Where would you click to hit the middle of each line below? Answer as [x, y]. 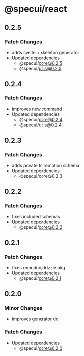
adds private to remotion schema [45, 166]
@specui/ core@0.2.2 [41, 227]
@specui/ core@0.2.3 [41, 176]
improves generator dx [35, 319]
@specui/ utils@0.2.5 [40, 68]
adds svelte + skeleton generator [45, 52]
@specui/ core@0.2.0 [41, 348]
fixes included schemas [36, 216]
